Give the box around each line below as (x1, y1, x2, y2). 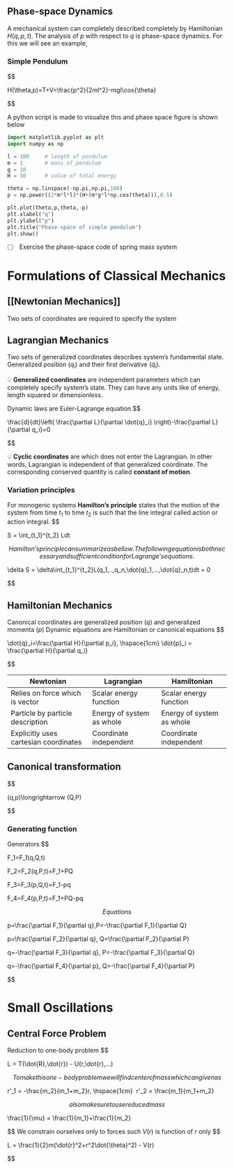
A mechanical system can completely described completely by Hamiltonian (7, 24, 223, 32)
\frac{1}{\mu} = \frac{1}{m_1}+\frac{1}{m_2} (7, 1114, 132, 1123)
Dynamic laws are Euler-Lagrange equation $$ (7, 405, 141, 413)
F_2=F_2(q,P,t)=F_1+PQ (7, 867, 73, 876)
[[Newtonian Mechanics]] (7, 296, 120, 308)
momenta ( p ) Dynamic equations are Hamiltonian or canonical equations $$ (7, 626, 225, 634)
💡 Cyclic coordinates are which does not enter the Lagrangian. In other (7, 452, 212, 461)
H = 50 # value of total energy (7, 173, 117, 180)
